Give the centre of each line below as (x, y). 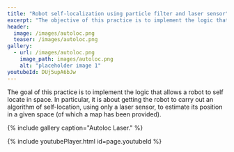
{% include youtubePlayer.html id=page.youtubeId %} (85, 141)
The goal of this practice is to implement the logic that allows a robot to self (116, 92)
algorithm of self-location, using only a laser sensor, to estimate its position (115, 107)
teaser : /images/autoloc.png (56, 40)
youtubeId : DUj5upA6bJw (42, 72)
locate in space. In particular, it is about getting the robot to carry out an (110, 99)
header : (18, 26)
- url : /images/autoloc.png (54, 53)
